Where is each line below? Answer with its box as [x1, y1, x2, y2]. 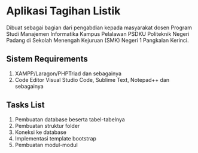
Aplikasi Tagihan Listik [6, 4, 121, 18]
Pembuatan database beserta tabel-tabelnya [14, 115, 126, 123]
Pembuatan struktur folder [14, 122, 80, 129]
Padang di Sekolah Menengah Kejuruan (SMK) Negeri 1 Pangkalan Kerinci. [6, 36, 189, 44]
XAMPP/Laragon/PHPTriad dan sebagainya [14, 70, 121, 77]
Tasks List [6, 100, 45, 110]
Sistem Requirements [6, 54, 88, 64]
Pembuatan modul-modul [14, 141, 78, 148]
